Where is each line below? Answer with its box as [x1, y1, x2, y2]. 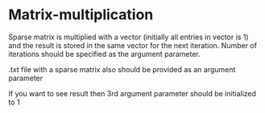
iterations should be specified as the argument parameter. [8, 49, 201, 59]
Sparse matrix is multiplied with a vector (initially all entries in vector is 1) [8, 32, 249, 42]
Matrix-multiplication [8, 6, 154, 24]
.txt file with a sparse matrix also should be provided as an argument [8, 64, 236, 74]
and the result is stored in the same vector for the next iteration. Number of [8, 40, 258, 50]
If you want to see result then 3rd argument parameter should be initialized [8, 88, 256, 98]
